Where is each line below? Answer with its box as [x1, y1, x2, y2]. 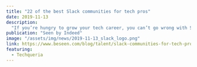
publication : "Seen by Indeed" [6, 30, 83, 36]
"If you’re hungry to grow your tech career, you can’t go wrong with [11, 24, 188, 31]
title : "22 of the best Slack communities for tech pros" [6, 8, 151, 15]
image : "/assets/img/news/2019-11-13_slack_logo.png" [6, 36, 141, 41]
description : [6, 19, 38, 25]
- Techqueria [11, 52, 43, 58]
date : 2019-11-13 [6, 14, 49, 20]
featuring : [6, 47, 33, 52]
